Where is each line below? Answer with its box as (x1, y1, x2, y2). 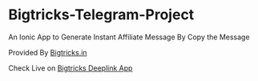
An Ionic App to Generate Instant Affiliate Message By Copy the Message (8, 32, 250, 42)
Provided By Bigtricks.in (8, 47, 87, 57)
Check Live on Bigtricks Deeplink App (8, 63, 133, 73)
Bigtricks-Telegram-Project (8, 6, 195, 24)
